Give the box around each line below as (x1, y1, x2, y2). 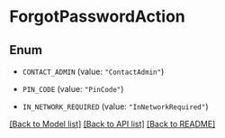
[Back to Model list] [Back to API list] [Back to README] (9, 119, 216, 129)
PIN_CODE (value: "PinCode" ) (22, 84, 124, 94)
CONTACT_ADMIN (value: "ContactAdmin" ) (22, 66, 165, 77)
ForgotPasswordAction (9, 6, 186, 27)
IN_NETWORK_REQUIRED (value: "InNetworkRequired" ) (22, 101, 209, 112)
